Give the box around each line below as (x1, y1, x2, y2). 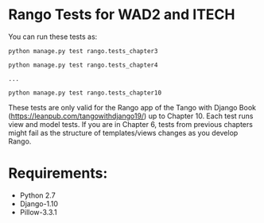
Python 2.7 (19, 190, 56, 200)
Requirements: (8, 164, 108, 183)
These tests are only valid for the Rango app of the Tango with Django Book (8, 102, 257, 112)
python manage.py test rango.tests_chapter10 (8, 89, 161, 97)
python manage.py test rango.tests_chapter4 (8, 61, 158, 69)
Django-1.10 (19, 198, 58, 208)
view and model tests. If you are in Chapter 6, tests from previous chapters (8, 119, 253, 129)
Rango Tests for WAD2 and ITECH (8, 6, 235, 24)
